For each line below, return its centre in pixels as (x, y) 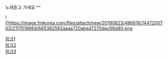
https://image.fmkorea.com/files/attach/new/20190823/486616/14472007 (86, 23)
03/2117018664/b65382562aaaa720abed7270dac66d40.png (69, 28)
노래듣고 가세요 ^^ (23, 7)
